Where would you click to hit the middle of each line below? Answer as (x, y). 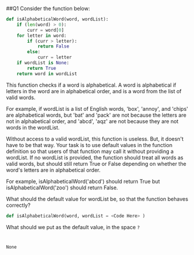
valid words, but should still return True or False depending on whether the (96, 164)
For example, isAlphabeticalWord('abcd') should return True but (83, 181)
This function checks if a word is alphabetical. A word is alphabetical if (91, 85)
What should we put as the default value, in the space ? (73, 227)
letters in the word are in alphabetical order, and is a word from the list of (94, 91)
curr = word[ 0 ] (46, 30)
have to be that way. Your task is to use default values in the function (89, 145)
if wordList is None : (43, 63)
